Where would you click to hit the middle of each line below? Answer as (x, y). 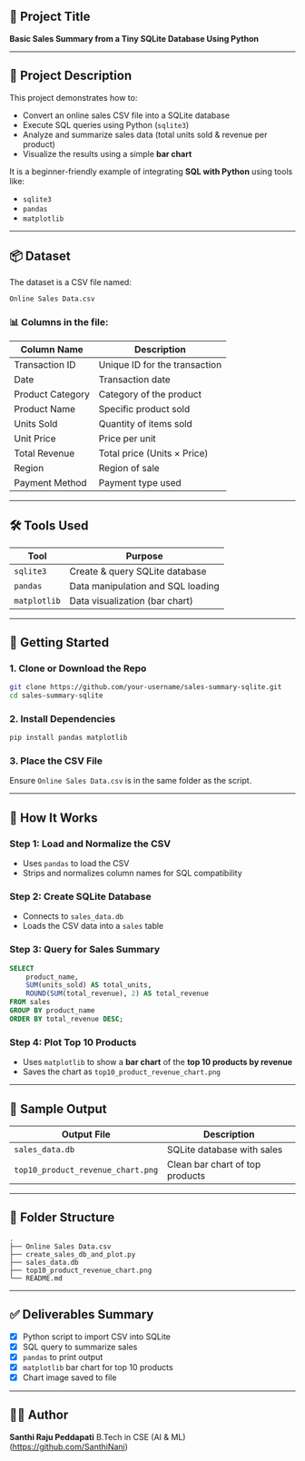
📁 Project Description (71, 76)
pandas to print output (63, 1357)
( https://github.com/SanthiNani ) (69, 1446)
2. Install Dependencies (63, 718)
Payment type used (140, 482)
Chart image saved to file (69, 1377)
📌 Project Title (50, 17)
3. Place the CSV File (56, 761)
